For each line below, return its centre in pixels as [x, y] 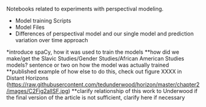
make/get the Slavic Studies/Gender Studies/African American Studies [95, 58]
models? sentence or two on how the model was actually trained [88, 65]
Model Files [30, 27]
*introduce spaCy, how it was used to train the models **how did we [93, 52]
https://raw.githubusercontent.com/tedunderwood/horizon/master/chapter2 [104, 84]
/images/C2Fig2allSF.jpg [37, 91]
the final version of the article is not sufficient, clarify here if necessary [96, 98]
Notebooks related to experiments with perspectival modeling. [85, 9]
